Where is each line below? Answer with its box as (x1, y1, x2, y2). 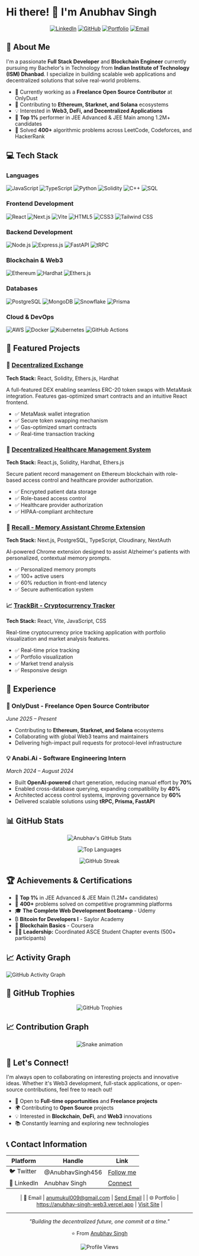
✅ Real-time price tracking (14, 646, 80, 654)
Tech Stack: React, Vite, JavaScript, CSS (6, 617, 107, 624)
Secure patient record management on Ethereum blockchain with (6, 470, 165, 477)
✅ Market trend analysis (14, 660, 74, 667)
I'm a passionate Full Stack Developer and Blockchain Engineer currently (6, 57, 187, 65)
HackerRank (14, 133, 45, 140)
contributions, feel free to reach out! (24, 1086, 113, 1093)
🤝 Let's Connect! (6, 1057, 69, 1068)
